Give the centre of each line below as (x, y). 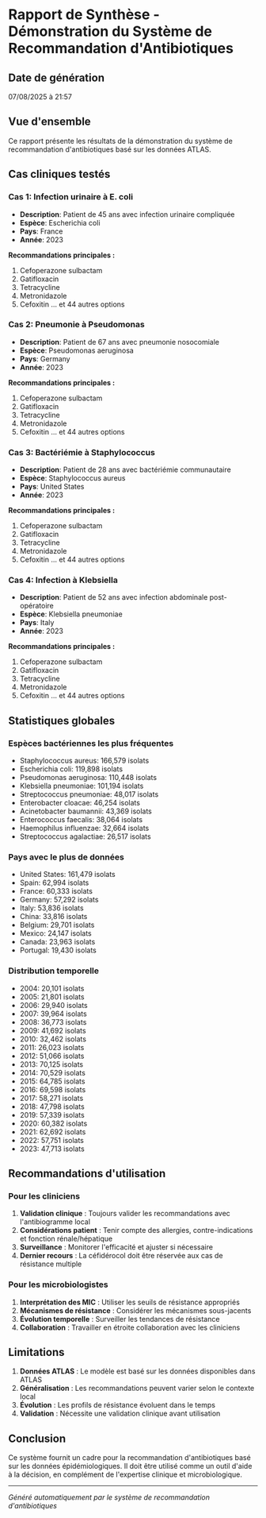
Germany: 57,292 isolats (59, 900)
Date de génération (57, 77)
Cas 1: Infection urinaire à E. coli (70, 197)
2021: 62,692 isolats (53, 1132)
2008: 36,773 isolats (53, 1022)
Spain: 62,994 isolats (54, 883)
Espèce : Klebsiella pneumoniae (71, 614)
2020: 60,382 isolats (53, 1123)
